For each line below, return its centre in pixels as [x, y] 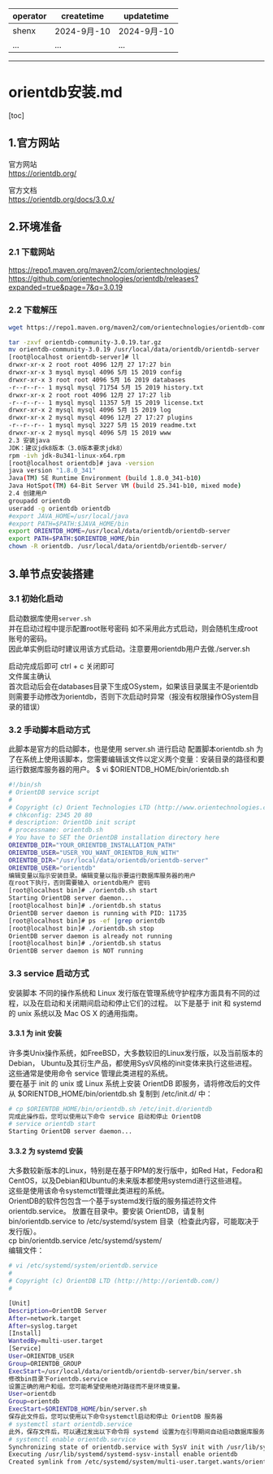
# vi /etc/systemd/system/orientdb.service [83, 1266]
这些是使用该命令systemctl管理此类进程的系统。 [89, 1191]
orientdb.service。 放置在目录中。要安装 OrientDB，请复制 [106, 1211]
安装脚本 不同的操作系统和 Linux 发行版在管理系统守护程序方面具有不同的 [131, 992]
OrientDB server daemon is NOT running [76, 951]
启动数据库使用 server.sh [50, 618]
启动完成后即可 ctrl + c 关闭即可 [62, 665]
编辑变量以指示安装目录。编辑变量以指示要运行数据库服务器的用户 [102, 875]
